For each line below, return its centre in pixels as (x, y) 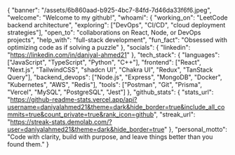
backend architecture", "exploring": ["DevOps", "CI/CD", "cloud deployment (116, 25)
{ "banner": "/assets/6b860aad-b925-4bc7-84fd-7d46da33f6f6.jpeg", (109, 10)
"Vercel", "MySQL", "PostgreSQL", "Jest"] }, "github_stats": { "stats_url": (110, 92)
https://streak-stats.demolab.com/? (61, 122)
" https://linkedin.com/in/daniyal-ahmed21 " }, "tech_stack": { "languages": (113, 55)
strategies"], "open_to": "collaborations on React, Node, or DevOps (104, 32)
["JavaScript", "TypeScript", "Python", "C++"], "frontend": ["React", (104, 62)
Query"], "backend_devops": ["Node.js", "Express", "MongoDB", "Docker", (115, 77)
